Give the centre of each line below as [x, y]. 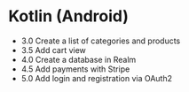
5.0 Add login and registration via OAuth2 [96, 78]
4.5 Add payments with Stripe [75, 69]
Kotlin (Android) [69, 16]
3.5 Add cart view [53, 50]
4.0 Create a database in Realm [79, 59]
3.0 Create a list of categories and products [101, 41]
